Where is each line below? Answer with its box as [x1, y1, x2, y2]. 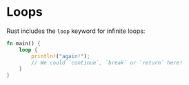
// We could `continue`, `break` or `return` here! [31, 59, 183, 66]
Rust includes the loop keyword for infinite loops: [6, 27, 146, 35]
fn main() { [6, 40, 41, 47]
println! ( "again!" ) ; [31, 53, 90, 60]
